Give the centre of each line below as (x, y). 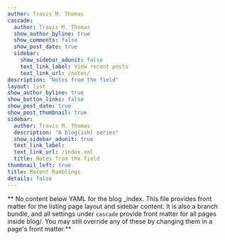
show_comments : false (46, 40)
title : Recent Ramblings (44, 172)
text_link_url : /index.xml (54, 152)
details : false (30, 178)
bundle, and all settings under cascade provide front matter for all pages (112, 214)
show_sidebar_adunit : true (54, 139)
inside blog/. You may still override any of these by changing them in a (110, 221)
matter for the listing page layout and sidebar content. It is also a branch (113, 206)
